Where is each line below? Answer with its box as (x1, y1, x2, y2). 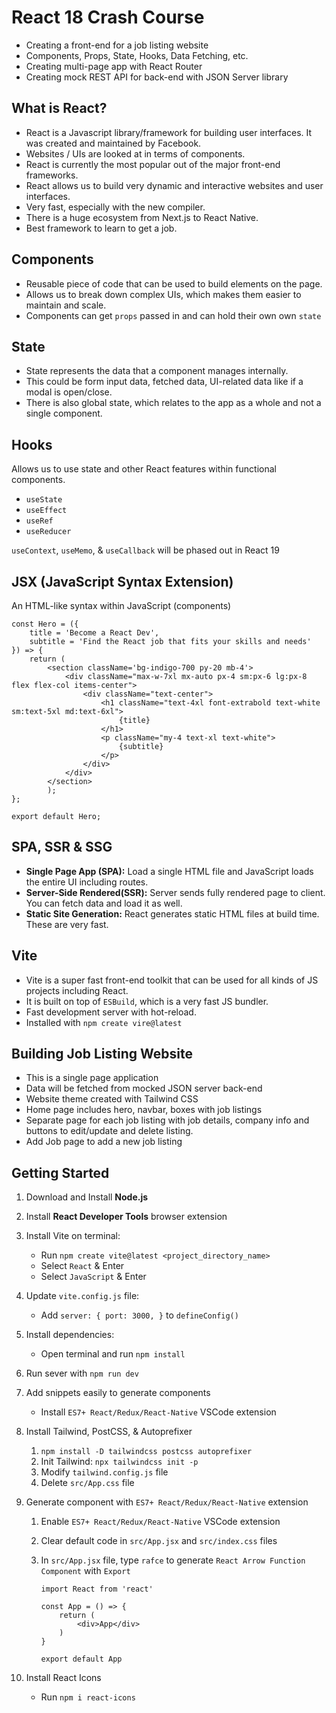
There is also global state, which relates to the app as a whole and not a (25, 397, 322, 409)
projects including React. (25, 984, 129, 996)
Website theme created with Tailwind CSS (25, 1093, 199, 1105)
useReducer (25, 527, 72, 537)
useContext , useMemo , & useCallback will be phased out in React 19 (11, 544, 280, 556)
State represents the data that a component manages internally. (25, 365, 289, 377)
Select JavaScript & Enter (40, 1271, 147, 1283)
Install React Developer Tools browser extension (25, 1211, 228, 1223)
